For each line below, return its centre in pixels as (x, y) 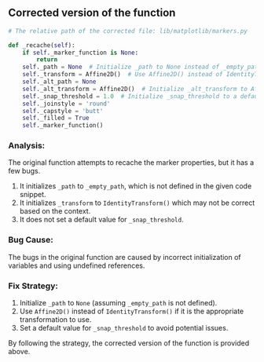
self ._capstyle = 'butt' (63, 111)
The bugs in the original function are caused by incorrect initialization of (125, 257)
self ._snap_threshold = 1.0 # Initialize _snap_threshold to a (130, 96)
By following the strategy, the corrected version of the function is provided (129, 343)
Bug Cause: (31, 240)
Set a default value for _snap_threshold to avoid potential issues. (124, 328)
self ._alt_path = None (59, 82)
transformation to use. (55, 320)
